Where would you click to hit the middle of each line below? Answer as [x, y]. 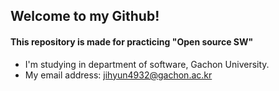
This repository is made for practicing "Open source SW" [132, 41]
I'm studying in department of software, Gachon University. [147, 64]
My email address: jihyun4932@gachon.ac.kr [118, 75]
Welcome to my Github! [85, 16]
